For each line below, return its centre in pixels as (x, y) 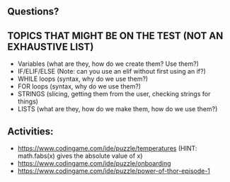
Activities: (30, 131)
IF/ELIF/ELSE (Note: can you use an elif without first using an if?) (112, 72)
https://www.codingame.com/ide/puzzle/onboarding (94, 164)
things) (28, 101)
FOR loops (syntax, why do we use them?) (79, 86)
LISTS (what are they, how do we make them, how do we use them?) (117, 109)
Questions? (33, 12)
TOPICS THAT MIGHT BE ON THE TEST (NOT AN (115, 36)
